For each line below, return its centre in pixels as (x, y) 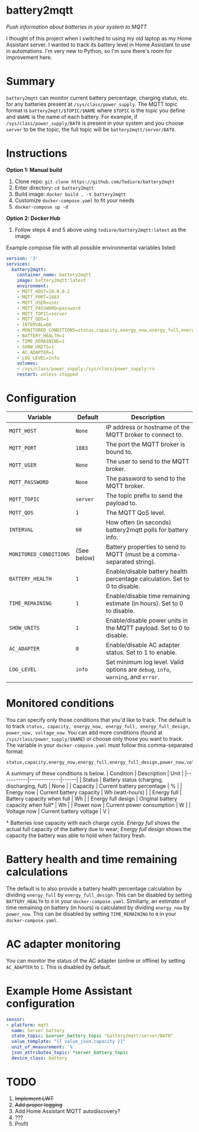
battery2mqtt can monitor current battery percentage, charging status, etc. (98, 98)
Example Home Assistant (69, 991)
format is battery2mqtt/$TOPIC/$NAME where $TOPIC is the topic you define (96, 110)
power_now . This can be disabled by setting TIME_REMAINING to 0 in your (91, 914)
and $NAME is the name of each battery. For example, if (72, 117)
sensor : (16, 1019)
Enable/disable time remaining (148, 596)
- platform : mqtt (28, 1025)
